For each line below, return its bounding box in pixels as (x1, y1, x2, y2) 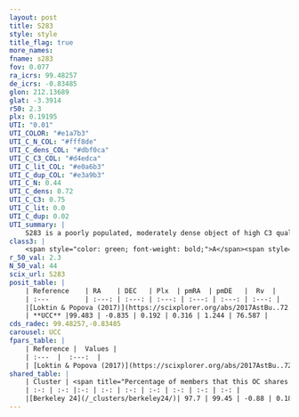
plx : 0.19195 (9, 112, 58, 121)
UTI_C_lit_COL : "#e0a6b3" (9, 162, 105, 171)
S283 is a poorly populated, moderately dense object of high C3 (25, 228, 273, 237)
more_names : (9, 46, 53, 55)
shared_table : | (9, 369, 69, 379)
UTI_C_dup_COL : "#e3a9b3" (9, 170, 105, 179)
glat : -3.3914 (9, 95, 62, 105)
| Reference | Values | (25, 344, 117, 353)
